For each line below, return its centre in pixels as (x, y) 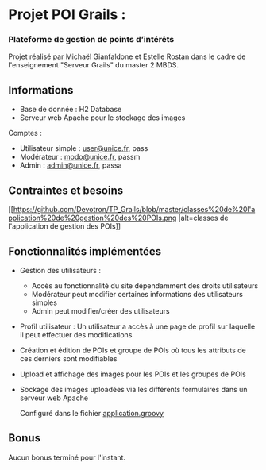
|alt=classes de (203, 218)
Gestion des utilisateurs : (60, 270)
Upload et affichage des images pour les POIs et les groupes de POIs (133, 374)
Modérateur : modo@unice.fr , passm (80, 157)
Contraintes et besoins (66, 190)
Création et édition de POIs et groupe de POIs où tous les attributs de (133, 350)
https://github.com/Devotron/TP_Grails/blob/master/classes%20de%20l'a (134, 210)
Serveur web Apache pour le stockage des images (102, 118)
